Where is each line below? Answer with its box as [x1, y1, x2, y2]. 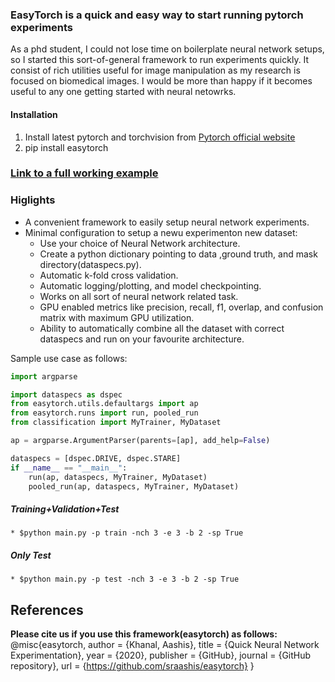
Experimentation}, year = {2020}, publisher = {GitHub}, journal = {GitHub [10, 649, 312, 662]
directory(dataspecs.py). [39, 258, 142, 270]
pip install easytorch [24, 141, 109, 153]
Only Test [10, 549, 52, 562]
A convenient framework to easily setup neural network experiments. [24, 216, 310, 228]
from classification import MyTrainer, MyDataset [10, 418, 222, 428]
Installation [10, 108, 58, 120]
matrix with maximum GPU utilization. [39, 311, 195, 323]
